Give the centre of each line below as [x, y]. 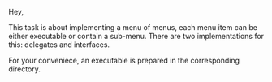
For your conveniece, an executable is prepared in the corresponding [124, 60]
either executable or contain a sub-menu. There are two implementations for [136, 36]
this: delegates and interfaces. [59, 45]
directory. [24, 69]
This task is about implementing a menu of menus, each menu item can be [133, 27]
